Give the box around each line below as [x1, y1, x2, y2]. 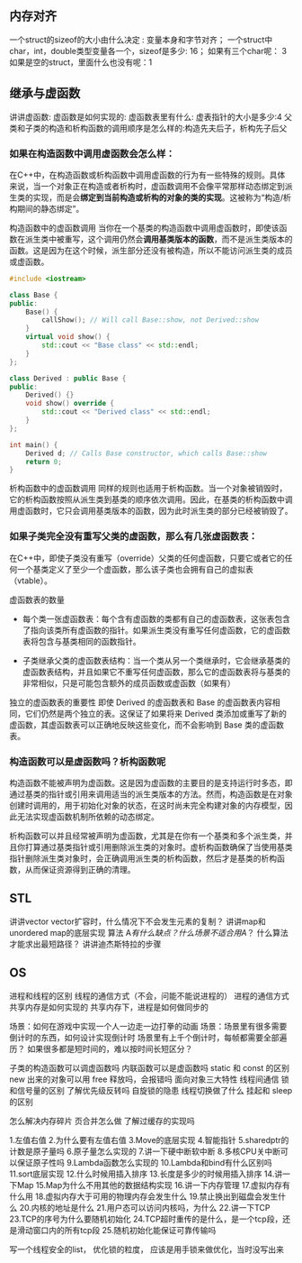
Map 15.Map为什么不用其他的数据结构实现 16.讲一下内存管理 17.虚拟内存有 [16, 1179, 290, 1190]
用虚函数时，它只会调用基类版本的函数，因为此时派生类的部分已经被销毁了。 [9, 506, 293, 517]
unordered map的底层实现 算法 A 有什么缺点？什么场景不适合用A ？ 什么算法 [9, 927, 289, 938]
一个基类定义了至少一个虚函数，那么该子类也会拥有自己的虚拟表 [16, 563, 253, 574]
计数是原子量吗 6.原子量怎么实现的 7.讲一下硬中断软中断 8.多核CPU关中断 [9, 1146, 281, 1157]
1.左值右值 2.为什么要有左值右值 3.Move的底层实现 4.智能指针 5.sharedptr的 [9, 1134, 289, 1145]
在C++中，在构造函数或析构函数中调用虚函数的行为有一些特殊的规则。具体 [9, 169, 286, 180]
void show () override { [25, 399, 115, 408]
